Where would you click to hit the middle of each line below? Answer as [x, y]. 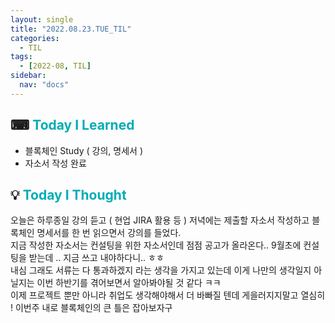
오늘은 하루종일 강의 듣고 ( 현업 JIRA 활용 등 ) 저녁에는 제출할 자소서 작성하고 [160, 220]
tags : [21, 57]
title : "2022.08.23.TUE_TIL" [71, 29]
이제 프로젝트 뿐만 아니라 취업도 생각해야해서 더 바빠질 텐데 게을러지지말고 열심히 [168, 295]
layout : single [42, 19]
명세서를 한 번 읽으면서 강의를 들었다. [109, 233]
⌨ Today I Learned [72, 125]
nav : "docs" [44, 85]
